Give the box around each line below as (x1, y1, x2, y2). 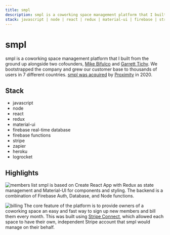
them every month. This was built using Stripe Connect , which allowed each (5, 213, 164, 219)
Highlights (5, 169, 39, 177)
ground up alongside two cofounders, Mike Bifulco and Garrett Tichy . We (5, 61, 158, 67)
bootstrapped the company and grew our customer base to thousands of (5, 66, 157, 73)
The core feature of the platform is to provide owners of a (23, 203, 144, 209)
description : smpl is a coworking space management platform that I (5, 12, 153, 17)
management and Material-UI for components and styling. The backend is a (5, 187, 163, 193)
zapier (12, 143, 26, 149)
